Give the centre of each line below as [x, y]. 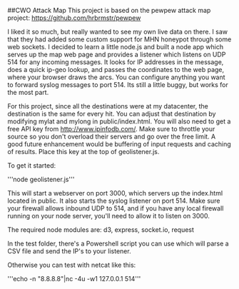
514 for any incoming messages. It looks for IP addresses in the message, [116, 62]
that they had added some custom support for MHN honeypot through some [119, 39]
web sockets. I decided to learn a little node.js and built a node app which [115, 47]
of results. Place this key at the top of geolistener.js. [83, 152]
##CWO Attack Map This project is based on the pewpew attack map [109, 10]
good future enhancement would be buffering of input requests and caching [119, 144]
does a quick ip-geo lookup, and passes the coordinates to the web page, [116, 70]
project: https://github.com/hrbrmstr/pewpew [74, 18]
